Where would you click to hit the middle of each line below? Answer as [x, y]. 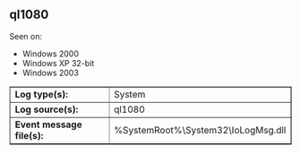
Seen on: [26, 36]
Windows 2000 [50, 54]
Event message [48, 124]
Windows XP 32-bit [58, 63]
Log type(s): [42, 94]
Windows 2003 [50, 73]
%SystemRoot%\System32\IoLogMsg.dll [200, 130]
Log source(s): [47, 109]
